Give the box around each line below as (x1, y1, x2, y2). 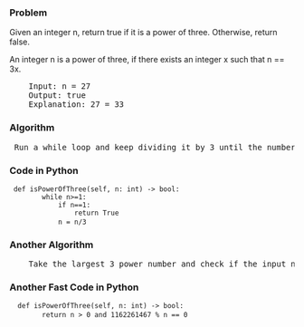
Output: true (28, 91, 86, 101)
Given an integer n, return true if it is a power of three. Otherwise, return (9, 27, 278, 38)
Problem (9, 6, 48, 19)
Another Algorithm (9, 238, 94, 251)
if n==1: (57, 200, 91, 209)
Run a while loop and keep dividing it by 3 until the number (14, 142, 296, 152)
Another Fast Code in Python (9, 281, 139, 293)
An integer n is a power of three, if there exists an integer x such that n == (9, 54, 285, 65)
